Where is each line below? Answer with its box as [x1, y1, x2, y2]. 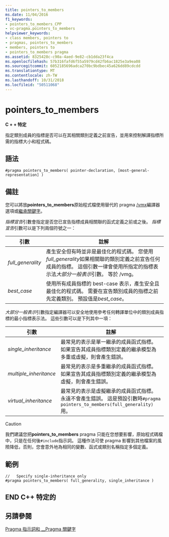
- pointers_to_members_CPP [5, 21, 62, 27]
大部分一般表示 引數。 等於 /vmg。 [56, 271, 137, 278]
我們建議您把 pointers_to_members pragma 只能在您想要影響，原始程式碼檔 [5, 431, 163, 437]
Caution [5, 421, 22, 427]
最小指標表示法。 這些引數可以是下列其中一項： [14, 315, 112, 321]
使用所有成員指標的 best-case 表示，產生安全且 [46, 280, 159, 287]
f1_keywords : [5, 17, 33, 22]
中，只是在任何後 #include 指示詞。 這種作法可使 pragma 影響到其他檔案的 [5, 438, 157, 444]
